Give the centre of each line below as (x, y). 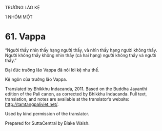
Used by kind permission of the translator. (47, 113)
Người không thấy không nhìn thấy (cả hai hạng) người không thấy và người (81, 55)
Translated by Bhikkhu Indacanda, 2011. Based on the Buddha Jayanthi (76, 89)
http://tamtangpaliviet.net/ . (32, 104)
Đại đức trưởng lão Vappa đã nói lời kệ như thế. (52, 70)
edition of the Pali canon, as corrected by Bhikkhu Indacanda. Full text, (76, 94)
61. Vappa (25, 37)
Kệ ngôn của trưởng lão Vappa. (36, 79)
